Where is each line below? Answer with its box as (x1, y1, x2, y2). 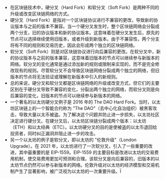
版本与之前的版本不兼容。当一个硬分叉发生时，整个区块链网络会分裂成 (14, 23, 159, 29)
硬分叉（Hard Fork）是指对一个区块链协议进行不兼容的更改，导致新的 (10, 17, 154, 23)
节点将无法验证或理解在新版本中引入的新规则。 (23, 74, 120, 80)
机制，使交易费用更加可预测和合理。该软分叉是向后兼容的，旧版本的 (14, 156, 155, 161)
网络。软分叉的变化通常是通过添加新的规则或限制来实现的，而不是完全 (10, 61, 155, 67)
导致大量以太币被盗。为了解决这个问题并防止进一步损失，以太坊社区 (19, 111, 159, 117)
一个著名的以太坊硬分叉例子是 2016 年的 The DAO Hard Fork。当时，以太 (10, 99, 161, 105)
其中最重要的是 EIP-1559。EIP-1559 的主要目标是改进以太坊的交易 (19, 149, 154, 155)
